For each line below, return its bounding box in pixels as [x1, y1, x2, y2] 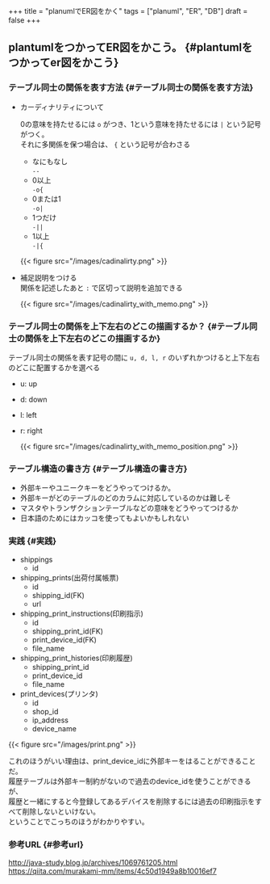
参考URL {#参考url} [8, 839, 85, 850]
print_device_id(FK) [31, 634, 97, 644]
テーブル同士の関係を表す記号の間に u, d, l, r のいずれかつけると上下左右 [8, 352, 260, 362]
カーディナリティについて [19, 102, 105, 112]
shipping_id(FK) [31, 590, 85, 600]
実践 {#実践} [8, 536, 57, 547]
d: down [19, 394, 48, 404]
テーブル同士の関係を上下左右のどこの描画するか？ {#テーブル [8, 321, 250, 332]
